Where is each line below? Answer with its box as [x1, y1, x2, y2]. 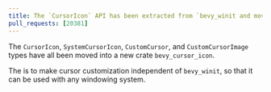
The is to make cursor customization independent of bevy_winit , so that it [8, 65, 253, 75]
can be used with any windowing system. [8, 74, 146, 84]
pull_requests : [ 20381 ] [8, 19, 89, 27]
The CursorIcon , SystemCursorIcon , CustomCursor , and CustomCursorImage [8, 41, 248, 51]
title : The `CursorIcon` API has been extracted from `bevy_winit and [8, 11, 251, 20]
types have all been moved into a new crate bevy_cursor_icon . [8, 50, 215, 60]
